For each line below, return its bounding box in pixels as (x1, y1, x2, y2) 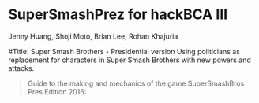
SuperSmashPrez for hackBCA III (8, 6, 228, 24)
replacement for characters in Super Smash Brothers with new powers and (8, 55, 251, 64)
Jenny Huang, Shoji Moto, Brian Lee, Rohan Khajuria (8, 31, 178, 41)
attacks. (8, 63, 35, 72)
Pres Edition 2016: (27, 86, 87, 96)
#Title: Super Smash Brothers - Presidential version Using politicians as (8, 46, 241, 56)
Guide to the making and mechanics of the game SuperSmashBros (27, 79, 245, 88)
